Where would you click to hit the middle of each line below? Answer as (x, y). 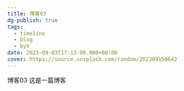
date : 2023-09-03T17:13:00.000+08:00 (63, 53)
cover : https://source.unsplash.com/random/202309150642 (92, 59)
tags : (15, 27)
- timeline (29, 33)
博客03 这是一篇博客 (37, 80)
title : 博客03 (27, 14)
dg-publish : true (33, 20)
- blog (23, 40)
